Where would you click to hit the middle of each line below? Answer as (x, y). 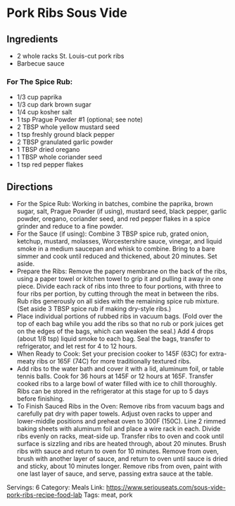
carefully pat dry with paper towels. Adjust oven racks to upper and (114, 414)
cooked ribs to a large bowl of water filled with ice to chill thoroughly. (117, 384)
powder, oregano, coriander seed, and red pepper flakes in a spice (113, 219)
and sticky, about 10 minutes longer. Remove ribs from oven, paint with (119, 466)
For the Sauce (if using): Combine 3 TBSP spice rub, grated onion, (113, 234)
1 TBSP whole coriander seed (59, 157)
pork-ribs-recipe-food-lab (44, 495)
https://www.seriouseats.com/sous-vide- (166, 488)
